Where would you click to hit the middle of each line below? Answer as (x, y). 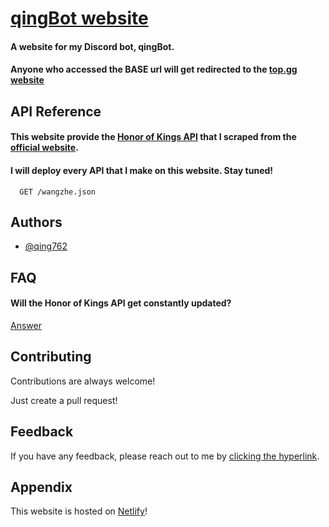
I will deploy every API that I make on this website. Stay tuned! (142, 170)
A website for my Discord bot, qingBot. (92, 46)
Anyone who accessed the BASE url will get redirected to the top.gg (154, 69)
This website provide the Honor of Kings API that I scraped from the (153, 137)
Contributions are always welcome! (83, 381)
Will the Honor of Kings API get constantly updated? (121, 303)
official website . (44, 148)
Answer (26, 325)
